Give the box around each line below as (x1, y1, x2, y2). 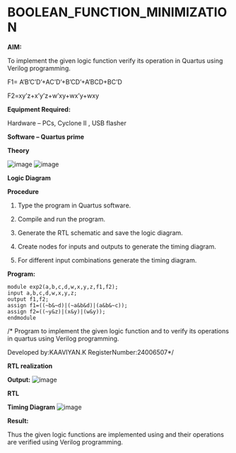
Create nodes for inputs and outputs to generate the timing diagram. (17, 242, 217, 251)
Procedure (7, 187, 39, 195)
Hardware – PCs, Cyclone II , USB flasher (7, 118, 127, 127)
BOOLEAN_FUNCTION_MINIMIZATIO (7, 4, 228, 21)
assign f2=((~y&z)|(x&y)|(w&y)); (7, 308, 106, 315)
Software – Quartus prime (7, 132, 85, 141)
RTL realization (7, 362, 53, 370)
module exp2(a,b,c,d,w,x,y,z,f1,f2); (7, 283, 119, 290)
